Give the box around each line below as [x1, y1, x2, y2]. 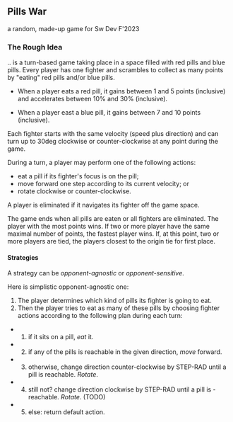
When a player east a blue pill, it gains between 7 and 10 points [17, 108, 201, 117]
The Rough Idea [7, 42, 63, 52]
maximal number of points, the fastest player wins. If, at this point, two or [7, 229, 220, 238]
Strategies [7, 253, 39, 261]
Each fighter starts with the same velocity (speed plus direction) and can [7, 130, 219, 138]
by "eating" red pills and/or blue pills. [7, 74, 115, 82]
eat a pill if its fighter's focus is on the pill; [17, 172, 139, 181]
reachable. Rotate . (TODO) [28, 393, 106, 401]
